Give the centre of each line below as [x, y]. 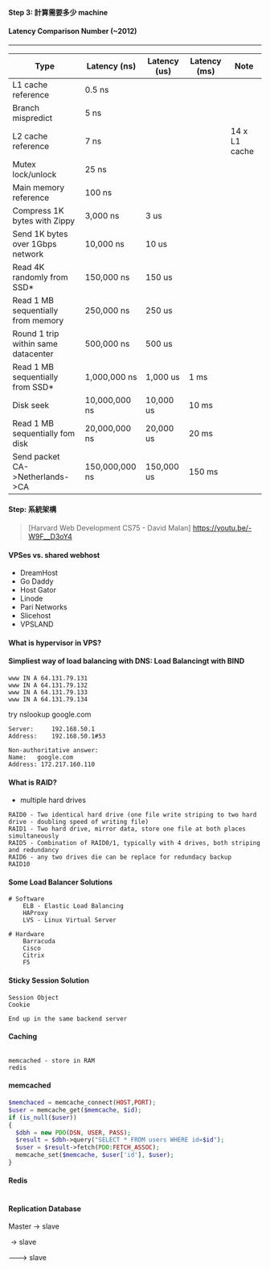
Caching [23, 1037]
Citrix [34, 955]
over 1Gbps [35, 243]
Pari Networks [43, 607]
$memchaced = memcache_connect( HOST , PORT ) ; [82, 1103]
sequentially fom [44, 433]
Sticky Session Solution [49, 980]
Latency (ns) [111, 66]
